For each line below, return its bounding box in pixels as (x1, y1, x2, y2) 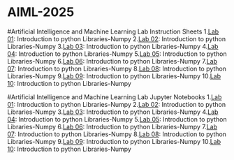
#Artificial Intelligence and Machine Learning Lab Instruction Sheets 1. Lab (7, 27, 219, 36)
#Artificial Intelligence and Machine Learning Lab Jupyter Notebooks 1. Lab (7, 92, 222, 101)
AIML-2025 (7, 4, 75, 20)
